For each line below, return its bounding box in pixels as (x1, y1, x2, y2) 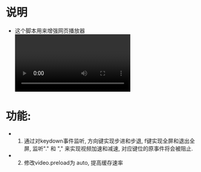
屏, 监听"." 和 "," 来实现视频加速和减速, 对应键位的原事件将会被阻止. (23, 144, 193, 152)
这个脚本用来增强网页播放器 (14, 27, 85, 34)
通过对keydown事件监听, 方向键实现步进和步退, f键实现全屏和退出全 (23, 137, 195, 144)
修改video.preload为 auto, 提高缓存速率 (23, 159, 124, 166)
